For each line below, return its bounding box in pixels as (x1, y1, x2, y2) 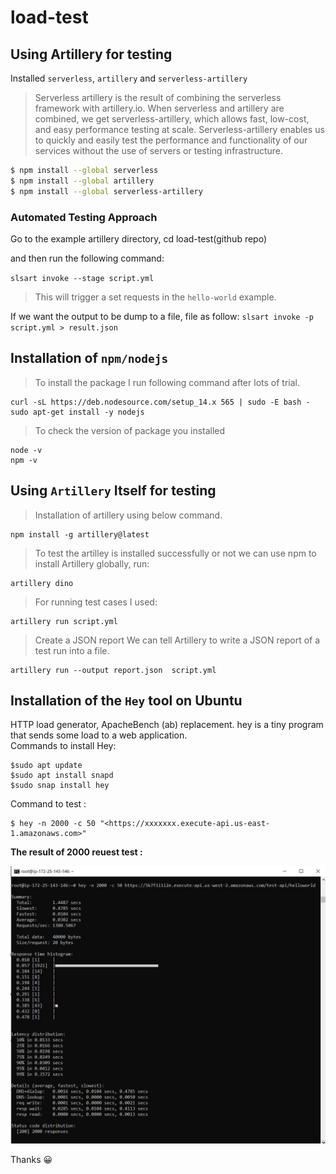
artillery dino (10, 578, 74, 588)
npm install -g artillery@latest (10, 529, 150, 540)
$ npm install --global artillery (10, 176, 155, 186)
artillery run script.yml (10, 616, 118, 626)
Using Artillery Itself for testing (10, 482, 217, 500)
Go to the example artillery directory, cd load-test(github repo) (10, 232, 268, 245)
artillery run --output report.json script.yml (10, 665, 217, 675)
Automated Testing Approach (10, 210, 158, 224)
